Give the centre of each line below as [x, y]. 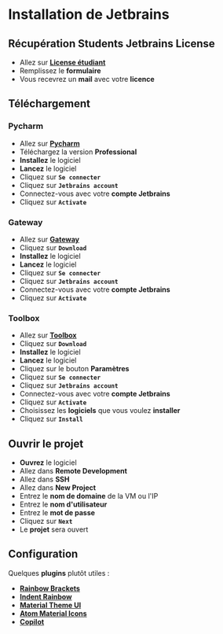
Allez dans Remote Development [73, 471]
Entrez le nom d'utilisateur [63, 504]
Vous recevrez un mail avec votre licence [87, 79]
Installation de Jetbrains [89, 15]
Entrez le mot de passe [57, 513]
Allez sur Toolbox [48, 335]
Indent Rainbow [46, 596]
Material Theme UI [50, 605]
